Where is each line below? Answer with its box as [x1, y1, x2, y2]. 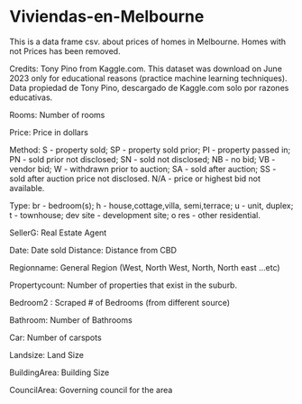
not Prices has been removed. [9, 45, 121, 56]
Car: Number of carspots [9, 332, 102, 343]
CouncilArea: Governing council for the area [9, 384, 173, 395]
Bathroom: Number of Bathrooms [9, 314, 133, 326]
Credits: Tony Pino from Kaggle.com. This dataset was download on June [9, 63, 282, 74]
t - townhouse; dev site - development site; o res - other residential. [9, 209, 261, 220]
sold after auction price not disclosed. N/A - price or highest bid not [9, 173, 261, 184]
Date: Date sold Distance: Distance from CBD [9, 244, 178, 255]
